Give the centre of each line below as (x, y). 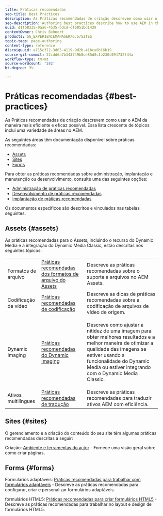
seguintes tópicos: (24, 250)
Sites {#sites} (26, 421)
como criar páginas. (25, 453)
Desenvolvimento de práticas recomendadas (57, 193)
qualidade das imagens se (116, 349)
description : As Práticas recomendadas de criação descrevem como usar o (81, 18)
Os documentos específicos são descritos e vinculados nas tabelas (72, 208)
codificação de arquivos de (118, 306)
